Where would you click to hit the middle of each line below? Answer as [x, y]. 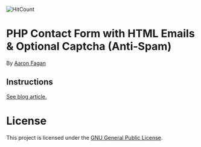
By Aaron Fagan [26, 63]
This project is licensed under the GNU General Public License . [85, 137]
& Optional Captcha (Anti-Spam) [89, 47]
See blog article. [27, 96]
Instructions [30, 82]
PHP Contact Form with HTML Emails [101, 34]
